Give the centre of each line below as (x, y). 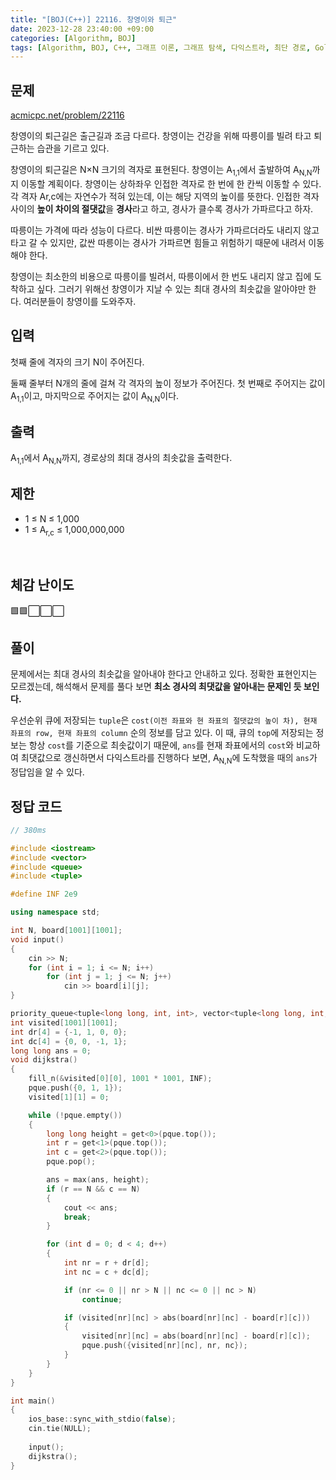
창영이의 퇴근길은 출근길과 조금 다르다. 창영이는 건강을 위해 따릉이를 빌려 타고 (161, 136)
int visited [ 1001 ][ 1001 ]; (64, 1022)
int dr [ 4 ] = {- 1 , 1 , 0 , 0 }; (69, 1032)
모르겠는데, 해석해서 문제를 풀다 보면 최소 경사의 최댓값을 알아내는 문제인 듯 (156, 687)
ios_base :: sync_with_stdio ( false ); (102, 1419)
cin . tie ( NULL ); (60, 1429)
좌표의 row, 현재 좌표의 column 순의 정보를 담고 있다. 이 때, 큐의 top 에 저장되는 (162, 733)
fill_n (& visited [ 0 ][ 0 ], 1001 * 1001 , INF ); (120, 1079)
